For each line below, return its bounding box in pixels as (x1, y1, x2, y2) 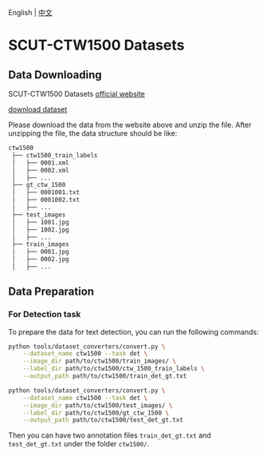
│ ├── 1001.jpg (11, 218, 69, 226)
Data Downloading (8, 68, 102, 81)
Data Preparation (8, 285, 94, 299)
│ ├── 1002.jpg (11, 225, 69, 234)
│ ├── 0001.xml (11, 159, 69, 167)
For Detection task (8, 309, 81, 320)
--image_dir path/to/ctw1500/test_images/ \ (22, 401, 173, 410)
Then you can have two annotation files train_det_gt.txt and (8, 430, 211, 440)
